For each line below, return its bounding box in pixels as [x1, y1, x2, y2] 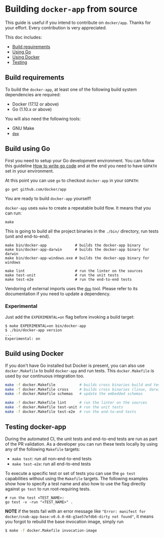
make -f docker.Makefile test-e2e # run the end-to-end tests [5, 409, 137, 414]
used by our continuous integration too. [5, 373, 84, 379]
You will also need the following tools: [5, 116, 81, 122]
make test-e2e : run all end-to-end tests [12, 461, 91, 467]
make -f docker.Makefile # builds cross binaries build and [5, 382, 152, 387]
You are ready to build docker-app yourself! [5, 195, 91, 201]
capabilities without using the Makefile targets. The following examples [5, 475, 148, 481]
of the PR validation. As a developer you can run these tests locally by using [5, 441, 158, 447]
